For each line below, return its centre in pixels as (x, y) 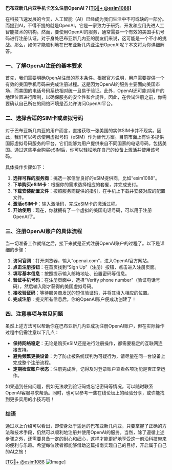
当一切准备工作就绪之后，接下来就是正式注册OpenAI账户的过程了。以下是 (83, 243)
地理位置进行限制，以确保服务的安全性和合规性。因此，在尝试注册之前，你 (84, 97)
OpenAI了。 (25, 216)
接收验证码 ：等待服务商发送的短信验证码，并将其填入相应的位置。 (82, 293)
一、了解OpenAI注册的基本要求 (44, 65)
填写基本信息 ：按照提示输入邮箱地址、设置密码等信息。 (71, 273)
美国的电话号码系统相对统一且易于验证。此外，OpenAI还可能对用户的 (92, 91)
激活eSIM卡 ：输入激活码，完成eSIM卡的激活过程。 (66, 204)
